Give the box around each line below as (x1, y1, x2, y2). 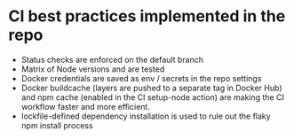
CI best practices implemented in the (8, 6, 286, 27)
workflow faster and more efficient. (20, 101, 150, 112)
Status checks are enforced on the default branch (20, 54, 203, 65)
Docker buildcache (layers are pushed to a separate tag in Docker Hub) (20, 82, 282, 93)
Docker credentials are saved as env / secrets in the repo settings (20, 73, 262, 83)
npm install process (20, 120, 94, 130)
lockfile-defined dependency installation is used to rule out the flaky (20, 111, 272, 121)
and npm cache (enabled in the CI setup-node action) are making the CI (20, 91, 285, 103)
